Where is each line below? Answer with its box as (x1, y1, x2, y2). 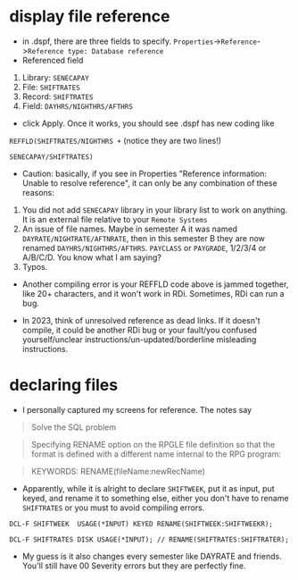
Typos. (21, 261, 48, 272)
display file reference (9, 6, 170, 27)
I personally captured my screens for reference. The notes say (21, 404, 252, 415)
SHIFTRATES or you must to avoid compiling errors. (21, 502, 205, 513)
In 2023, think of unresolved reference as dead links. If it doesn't (21, 315, 261, 325)
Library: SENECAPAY (21, 71, 89, 82)
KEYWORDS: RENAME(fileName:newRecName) (30, 466, 205, 476)
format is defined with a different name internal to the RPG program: (30, 449, 281, 459)
